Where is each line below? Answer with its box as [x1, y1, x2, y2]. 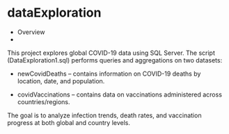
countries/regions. [17, 97, 70, 106]
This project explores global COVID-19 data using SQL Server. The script [7, 49, 216, 57]
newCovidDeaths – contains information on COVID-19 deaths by [17, 69, 201, 78]
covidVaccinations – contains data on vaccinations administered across [17, 90, 223, 99]
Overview [17, 28, 45, 36]
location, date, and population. [17, 76, 105, 85]
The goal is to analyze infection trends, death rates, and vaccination [7, 111, 202, 119]
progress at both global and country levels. [7, 118, 131, 126]
